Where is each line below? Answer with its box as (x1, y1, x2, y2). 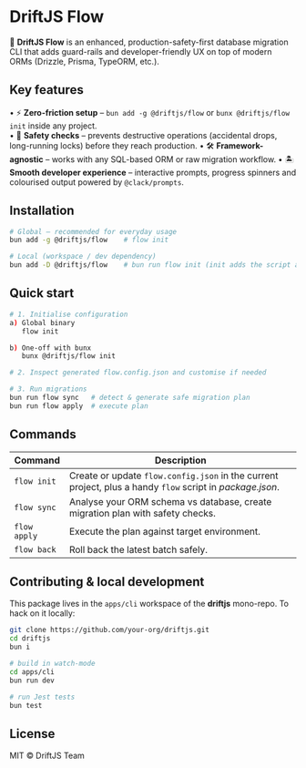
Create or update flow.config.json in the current (68, 469, 280, 482)
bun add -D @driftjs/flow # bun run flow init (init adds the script (9, 261, 291, 270)
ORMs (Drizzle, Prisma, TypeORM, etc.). (9, 56, 159, 67)
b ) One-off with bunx (9, 343, 92, 353)
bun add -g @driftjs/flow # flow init (9, 235, 169, 245)
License (9, 726, 56, 742)
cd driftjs (9, 634, 51, 643)
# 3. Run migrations (9, 384, 88, 394)
